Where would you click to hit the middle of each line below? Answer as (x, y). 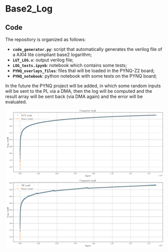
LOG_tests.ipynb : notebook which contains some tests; (70, 65)
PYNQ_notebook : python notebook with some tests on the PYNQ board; (85, 76)
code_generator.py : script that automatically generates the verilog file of (87, 49)
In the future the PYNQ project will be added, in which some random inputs (83, 86)
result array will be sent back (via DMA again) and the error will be (74, 97)
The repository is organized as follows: (46, 39)
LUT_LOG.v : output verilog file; (43, 60)
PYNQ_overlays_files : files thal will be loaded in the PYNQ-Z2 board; (83, 71)
